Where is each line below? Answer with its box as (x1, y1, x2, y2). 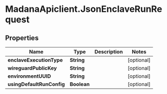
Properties (5, 34, 39, 42)
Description (94, 48, 123, 55)
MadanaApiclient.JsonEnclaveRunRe (5, 3, 163, 15)
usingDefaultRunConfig (7, 81, 65, 88)
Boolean (69, 81, 90, 88)
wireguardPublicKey (7, 65, 57, 71)
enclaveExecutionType (7, 57, 63, 63)
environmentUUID (7, 73, 51, 80)
